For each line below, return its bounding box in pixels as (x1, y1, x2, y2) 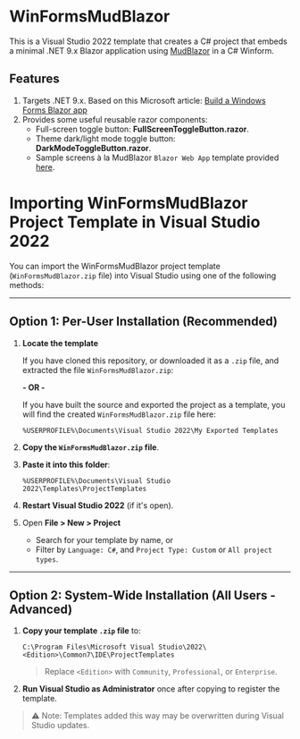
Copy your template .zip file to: (21, 625, 141, 636)
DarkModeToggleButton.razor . (35, 142, 152, 153)
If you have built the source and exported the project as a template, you (21, 399, 286, 410)
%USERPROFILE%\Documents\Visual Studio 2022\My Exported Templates (21, 426, 279, 435)
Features (9, 72, 60, 87)
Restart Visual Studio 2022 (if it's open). (21, 499, 174, 511)
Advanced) (9, 601, 73, 616)
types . (35, 553, 59, 565)
